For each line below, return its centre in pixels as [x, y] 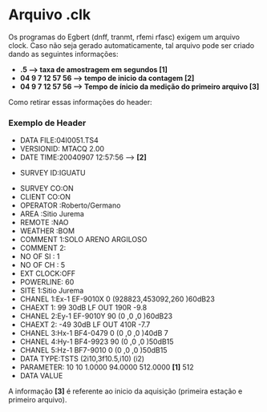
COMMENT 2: [43, 248]
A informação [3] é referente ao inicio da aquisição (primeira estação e [125, 391]
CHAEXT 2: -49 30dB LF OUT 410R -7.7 [85, 325]
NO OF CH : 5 [42, 265]
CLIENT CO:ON [45, 197]
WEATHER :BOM [47, 231]
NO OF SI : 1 [40, 256]
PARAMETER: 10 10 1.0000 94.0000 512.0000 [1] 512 [107, 367]
